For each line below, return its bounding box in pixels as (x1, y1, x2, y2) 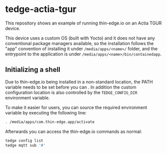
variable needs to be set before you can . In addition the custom (5, 84, 137, 90)
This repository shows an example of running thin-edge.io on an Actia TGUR (5, 20, 162, 26)
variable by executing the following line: (5, 109, 87, 115)
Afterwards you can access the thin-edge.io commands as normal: (5, 128, 142, 134)
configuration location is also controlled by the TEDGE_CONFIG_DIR (5, 89, 138, 95)
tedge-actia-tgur (5, 3, 77, 15)
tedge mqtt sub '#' (5, 142, 46, 148)
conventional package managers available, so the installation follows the (5, 40, 154, 46)
